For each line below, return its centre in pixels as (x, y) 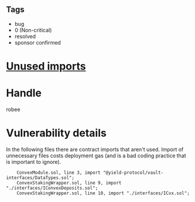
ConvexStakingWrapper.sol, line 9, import (69, 183)
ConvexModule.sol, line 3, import (59, 173)
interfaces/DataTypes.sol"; (40, 178)
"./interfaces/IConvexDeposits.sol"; (52, 188)
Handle (24, 93)
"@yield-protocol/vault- (133, 173)
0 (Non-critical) (33, 30)
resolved (25, 36)
